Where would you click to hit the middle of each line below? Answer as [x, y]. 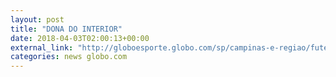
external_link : [42, 47]
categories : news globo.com [69, 57]
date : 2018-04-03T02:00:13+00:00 [80, 38]
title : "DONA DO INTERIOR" [66, 29]
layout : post [37, 19]
